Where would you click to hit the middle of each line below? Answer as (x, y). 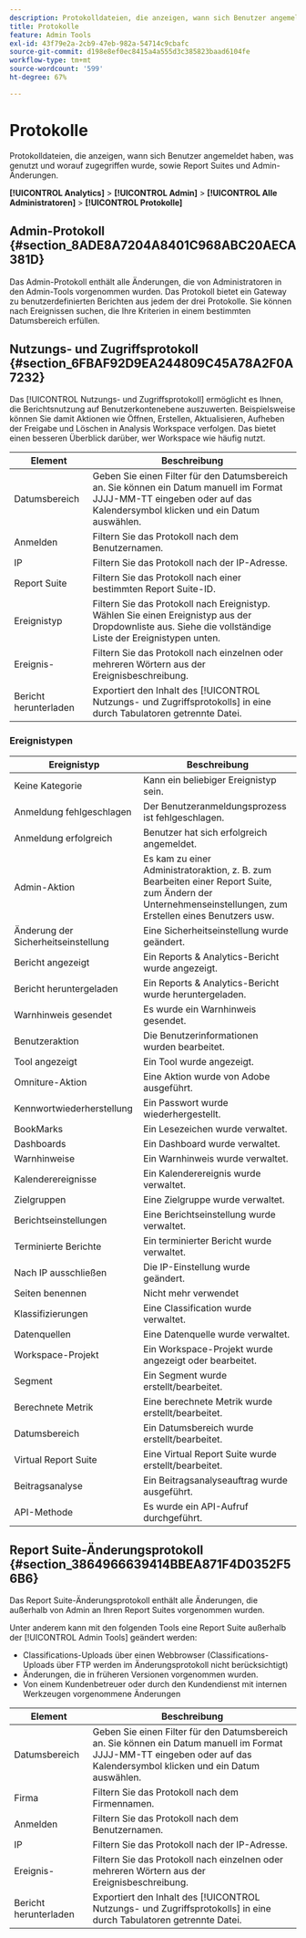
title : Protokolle (44, 26)
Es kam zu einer (178, 859)
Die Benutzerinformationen (201, 1035)
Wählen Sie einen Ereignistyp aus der (172, 615)
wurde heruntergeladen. (195, 994)
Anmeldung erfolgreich (63, 838)
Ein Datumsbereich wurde (199, 1427)
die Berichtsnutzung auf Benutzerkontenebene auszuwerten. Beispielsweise (153, 409)
